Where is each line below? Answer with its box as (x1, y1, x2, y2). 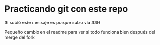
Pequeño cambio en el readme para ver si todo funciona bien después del (4, 29, 155, 35)
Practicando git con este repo (4, 3, 128, 15)
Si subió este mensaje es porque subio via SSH (4, 20, 101, 25)
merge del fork (4, 34, 35, 40)
